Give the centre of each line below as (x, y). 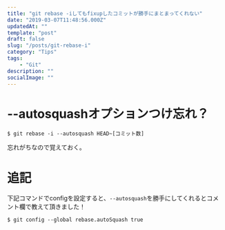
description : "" (30, 71)
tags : (15, 59)
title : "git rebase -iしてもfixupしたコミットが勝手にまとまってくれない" (105, 13)
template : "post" (32, 33)
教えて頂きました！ (58, 207)
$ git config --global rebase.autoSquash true (75, 220)
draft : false (26, 39)
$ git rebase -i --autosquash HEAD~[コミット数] (76, 134)
